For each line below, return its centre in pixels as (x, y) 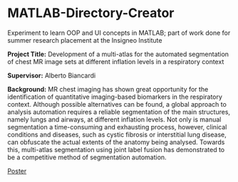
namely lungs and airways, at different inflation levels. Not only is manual (114, 119)
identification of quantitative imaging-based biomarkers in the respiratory (115, 97)
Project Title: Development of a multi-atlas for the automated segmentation (118, 54)
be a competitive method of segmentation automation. (87, 157)
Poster (17, 171)
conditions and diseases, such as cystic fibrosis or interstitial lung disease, (117, 134)
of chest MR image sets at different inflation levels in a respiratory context (116, 61)
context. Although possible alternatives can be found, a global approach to (117, 104)
